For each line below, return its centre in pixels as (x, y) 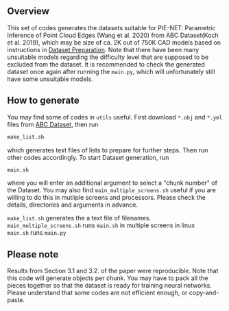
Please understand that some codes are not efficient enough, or (97, 293)
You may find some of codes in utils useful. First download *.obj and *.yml (115, 117)
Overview (28, 11)
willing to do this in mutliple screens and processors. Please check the (106, 198)
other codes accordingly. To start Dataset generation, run (88, 157)
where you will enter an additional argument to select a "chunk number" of (112, 183)
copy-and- (204, 293)
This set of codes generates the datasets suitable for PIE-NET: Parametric (111, 27)
